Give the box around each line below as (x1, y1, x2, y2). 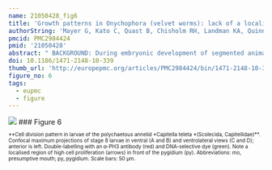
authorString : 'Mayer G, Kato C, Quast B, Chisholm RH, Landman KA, (8, 27, 244, 35)
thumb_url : (8, 64, 45, 73)
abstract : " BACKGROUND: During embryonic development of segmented (8, 49, 244, 57)
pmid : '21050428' (8, 42, 67, 50)
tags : (8, 79, 27, 87)
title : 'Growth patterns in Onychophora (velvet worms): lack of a (8, 19, 241, 27)
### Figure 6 (18, 118, 62, 127)
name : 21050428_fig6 (8, 11, 79, 20)
